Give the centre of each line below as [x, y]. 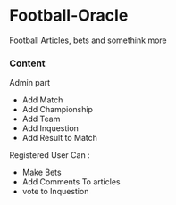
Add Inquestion [50, 128]
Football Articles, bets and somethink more [88, 40]
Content [28, 63]
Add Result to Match [60, 138]
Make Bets [42, 172]
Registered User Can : [50, 155]
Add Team [41, 119]
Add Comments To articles [71, 182]
